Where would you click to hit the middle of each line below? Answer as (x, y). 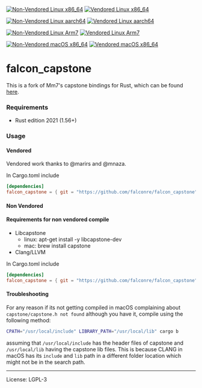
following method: (29, 320)
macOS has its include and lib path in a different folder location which (94, 355)
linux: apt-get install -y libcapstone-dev (73, 239)
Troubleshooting (28, 294)
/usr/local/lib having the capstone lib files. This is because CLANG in (94, 349)
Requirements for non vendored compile (58, 219)
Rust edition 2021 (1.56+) (46, 120)
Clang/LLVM (30, 252)
